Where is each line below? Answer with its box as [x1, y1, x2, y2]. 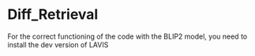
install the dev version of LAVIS [7, 39, 109, 49]
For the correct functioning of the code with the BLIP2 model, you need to [7, 32, 248, 41]
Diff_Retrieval [7, 6, 99, 24]
